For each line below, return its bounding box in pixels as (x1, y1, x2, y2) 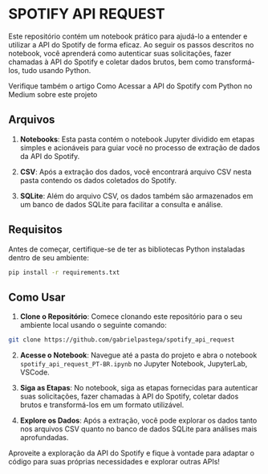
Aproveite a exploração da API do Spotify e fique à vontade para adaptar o (8, 448, 255, 458)
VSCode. (19, 367, 50, 378)
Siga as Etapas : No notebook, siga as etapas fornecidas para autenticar (19, 383, 258, 393)
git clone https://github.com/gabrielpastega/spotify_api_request (8, 336, 235, 344)
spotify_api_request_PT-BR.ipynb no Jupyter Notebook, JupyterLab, (19, 359, 248, 369)
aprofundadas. (19, 433, 69, 443)
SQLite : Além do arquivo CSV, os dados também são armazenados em (19, 190, 254, 201)
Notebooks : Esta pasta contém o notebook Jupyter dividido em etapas (19, 134, 255, 144)
